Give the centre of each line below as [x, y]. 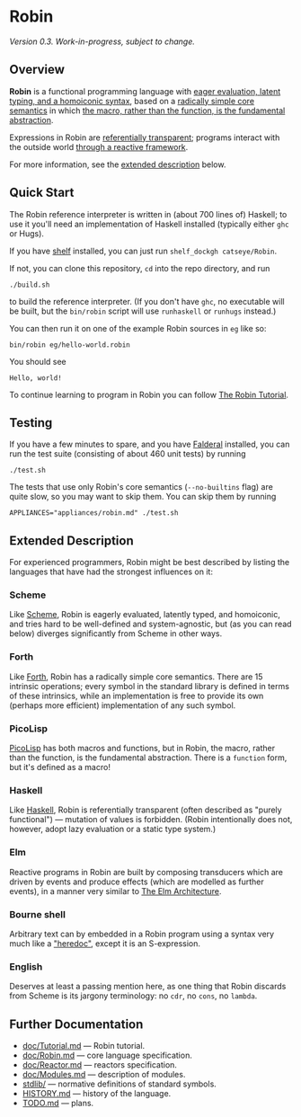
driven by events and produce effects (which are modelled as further [137, 882]
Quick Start [42, 193]
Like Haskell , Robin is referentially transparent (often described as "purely [146, 810]
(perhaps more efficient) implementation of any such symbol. [123, 705]
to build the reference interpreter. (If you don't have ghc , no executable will [147, 301]
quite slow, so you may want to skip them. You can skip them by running [143, 497]
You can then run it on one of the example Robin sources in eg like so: [138, 328]
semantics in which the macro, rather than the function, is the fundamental [147, 111]
